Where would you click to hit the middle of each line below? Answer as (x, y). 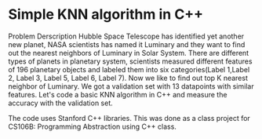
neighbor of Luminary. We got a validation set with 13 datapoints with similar (131, 86)
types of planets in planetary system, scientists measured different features (130, 61)
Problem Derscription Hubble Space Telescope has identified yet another (126, 36)
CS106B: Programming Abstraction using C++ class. (92, 126)
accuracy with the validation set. (61, 103)
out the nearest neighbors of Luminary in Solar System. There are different (129, 53)
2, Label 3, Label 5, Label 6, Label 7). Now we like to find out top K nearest (128, 78)
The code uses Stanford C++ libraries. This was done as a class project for (129, 118)
